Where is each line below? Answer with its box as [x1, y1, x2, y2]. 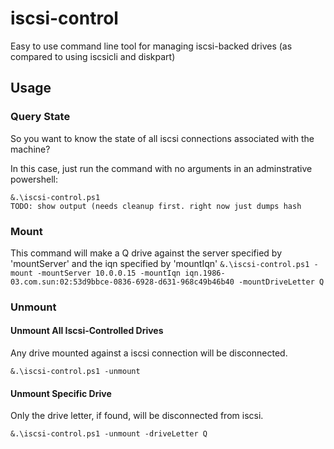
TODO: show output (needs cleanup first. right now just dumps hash [10, 201, 302, 211]
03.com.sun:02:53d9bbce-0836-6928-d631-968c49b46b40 [10, 277, 235, 287]
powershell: [10, 173, 58, 185]
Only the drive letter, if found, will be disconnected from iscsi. [10, 410, 264, 422]
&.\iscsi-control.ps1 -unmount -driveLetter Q [10, 429, 208, 439]
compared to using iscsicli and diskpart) [10, 50, 176, 62]
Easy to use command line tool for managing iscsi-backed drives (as [10, 40, 293, 52]
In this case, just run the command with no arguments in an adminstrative [10, 162, 313, 174]
